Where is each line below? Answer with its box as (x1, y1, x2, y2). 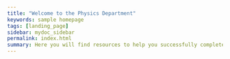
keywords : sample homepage (7, 16, 84, 23)
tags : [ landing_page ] (7, 22, 69, 29)
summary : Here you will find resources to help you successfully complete (7, 41, 225, 48)
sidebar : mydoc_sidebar (7, 28, 75, 36)
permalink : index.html (7, 35, 72, 42)
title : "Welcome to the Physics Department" (7, 9, 136, 17)
